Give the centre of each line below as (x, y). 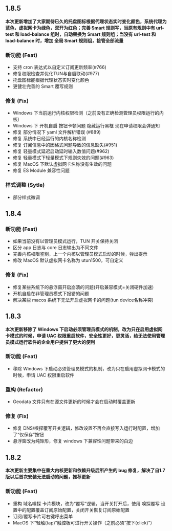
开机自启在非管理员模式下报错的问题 (51, 293)
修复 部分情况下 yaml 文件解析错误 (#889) (57, 132)
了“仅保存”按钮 (28, 435)
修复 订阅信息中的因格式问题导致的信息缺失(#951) (65, 145)
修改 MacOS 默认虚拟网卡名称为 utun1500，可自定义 (68, 260)
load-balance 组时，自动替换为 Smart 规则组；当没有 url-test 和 (88, 34)
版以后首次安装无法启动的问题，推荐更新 (48, 477)
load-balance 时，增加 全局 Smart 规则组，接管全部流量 (64, 40)
